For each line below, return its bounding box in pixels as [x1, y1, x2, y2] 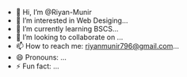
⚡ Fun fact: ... [15, 61, 59, 71]
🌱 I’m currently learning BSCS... [15, 24, 119, 33]
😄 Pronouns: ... [15, 53, 67, 62]
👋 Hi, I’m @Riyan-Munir [15, 8, 93, 16]
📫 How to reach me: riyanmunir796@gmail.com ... [15, 42, 180, 50]
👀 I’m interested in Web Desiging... [15, 16, 128, 25]
